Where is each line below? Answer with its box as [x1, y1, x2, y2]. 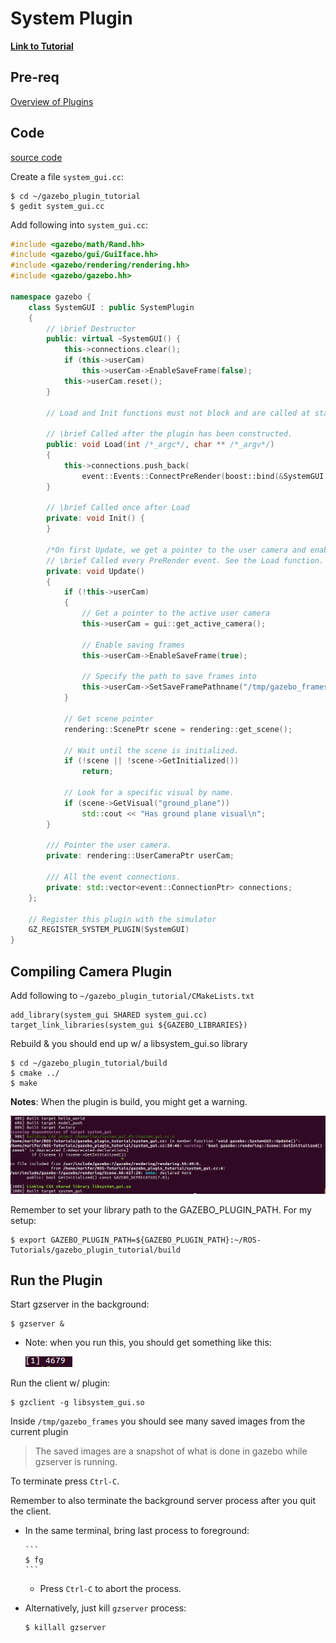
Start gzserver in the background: [10, 1298, 150, 1311]
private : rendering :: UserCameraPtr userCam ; [46, 851, 235, 861]
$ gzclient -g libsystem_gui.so [10, 1398, 145, 1408]
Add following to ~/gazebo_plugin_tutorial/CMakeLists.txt [10, 990, 255, 1001]
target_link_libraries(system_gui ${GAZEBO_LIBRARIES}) [10, 1020, 248, 1030]
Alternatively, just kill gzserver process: [24, 1602, 187, 1614]
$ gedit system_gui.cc [10, 201, 105, 211]
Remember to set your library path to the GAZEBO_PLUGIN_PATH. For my [10, 1203, 312, 1216]
